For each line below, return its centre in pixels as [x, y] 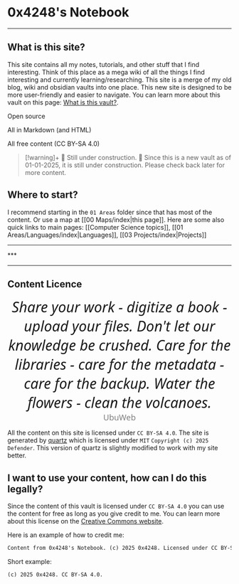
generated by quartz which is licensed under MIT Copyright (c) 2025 [108, 440]
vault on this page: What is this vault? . [63, 102]
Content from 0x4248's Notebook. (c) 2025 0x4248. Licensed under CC [113, 548]
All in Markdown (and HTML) [49, 129]
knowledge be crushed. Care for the [119, 345]
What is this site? [46, 47]
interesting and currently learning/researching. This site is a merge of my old [119, 80]
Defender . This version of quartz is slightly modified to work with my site [113, 448]
